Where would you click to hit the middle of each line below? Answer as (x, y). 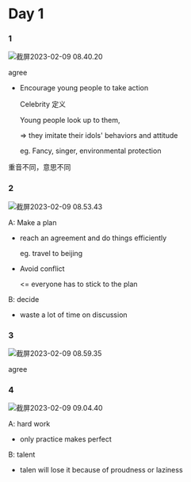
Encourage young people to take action (84, 88)
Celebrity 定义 (42, 105)
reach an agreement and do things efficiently (93, 238)
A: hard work (29, 424)
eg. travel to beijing (51, 253)
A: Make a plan (32, 222)
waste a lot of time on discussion (74, 315)
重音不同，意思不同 (40, 167)
